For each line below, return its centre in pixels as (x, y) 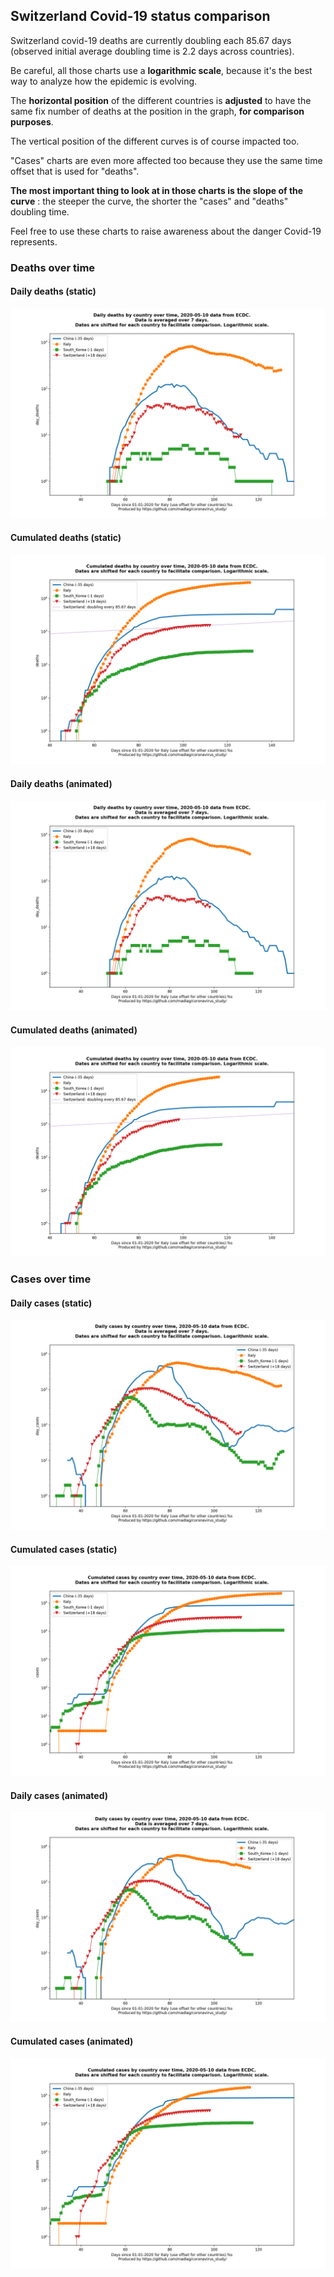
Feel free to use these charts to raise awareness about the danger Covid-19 (166, 231)
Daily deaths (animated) (61, 784)
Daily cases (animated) (59, 1795)
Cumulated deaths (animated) (74, 1030)
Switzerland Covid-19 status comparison (140, 16)
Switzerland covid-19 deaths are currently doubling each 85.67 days (151, 40)
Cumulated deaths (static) (66, 538)
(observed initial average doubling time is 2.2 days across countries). (152, 51)
